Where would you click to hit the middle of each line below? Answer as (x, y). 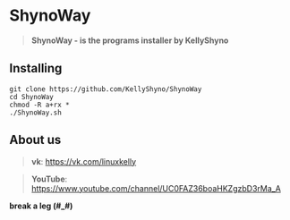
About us (35, 140)
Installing (36, 68)
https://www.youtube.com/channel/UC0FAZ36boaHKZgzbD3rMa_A (156, 188)
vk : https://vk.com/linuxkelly (84, 161)
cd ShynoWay (31, 97)
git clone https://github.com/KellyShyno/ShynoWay (106, 89)
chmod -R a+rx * (39, 105)
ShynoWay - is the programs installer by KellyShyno (130, 40)
